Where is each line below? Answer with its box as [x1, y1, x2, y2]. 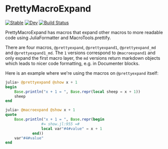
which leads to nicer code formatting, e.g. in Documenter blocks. [5, 60, 140, 66]
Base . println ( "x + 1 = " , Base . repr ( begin [14, 117, 105, 122]
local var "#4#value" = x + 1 [41, 126, 102, 131]
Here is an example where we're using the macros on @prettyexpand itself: [5, 70, 159, 76]
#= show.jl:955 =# [41, 121, 80, 126]
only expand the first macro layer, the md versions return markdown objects [5, 55, 160, 61]
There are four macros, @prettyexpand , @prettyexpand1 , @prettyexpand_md [5, 44, 156, 50]
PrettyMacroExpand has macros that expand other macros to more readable [5, 29, 163, 35]
